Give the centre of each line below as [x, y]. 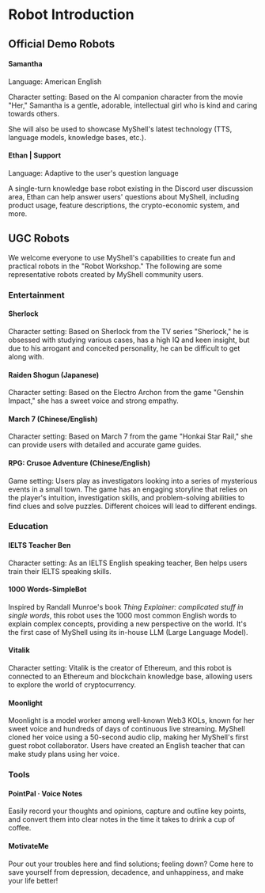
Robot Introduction [71, 15]
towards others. [34, 113]
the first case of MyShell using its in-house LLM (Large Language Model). [128, 632]
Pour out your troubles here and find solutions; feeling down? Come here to [131, 864]
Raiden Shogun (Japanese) [54, 374]
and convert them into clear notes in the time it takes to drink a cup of [122, 819]
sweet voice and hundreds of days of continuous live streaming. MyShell [127, 729]
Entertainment [36, 294]
